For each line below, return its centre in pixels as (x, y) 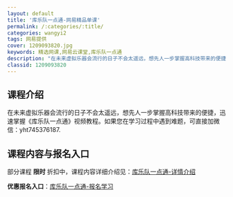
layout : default (31, 13)
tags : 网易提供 (27, 39)
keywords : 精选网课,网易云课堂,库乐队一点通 (65, 53)
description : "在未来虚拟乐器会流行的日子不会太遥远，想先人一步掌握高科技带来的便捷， (119, 59)
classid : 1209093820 (37, 65)
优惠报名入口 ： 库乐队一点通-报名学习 (60, 187)
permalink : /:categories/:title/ (55, 26)
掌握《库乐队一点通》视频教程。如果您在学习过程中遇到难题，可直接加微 (116, 121)
